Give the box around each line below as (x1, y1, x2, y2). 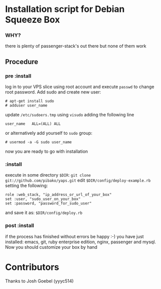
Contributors (5, 261, 59, 273)
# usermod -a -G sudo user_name (5, 140, 72, 145)
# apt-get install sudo (5, 98, 54, 104)
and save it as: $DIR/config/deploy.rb (5, 210, 83, 216)
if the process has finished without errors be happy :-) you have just (5, 233, 144, 239)
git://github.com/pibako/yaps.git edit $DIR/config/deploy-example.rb (5, 178, 151, 184)
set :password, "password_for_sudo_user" (5, 201, 92, 206)
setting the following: (5, 183, 48, 189)
